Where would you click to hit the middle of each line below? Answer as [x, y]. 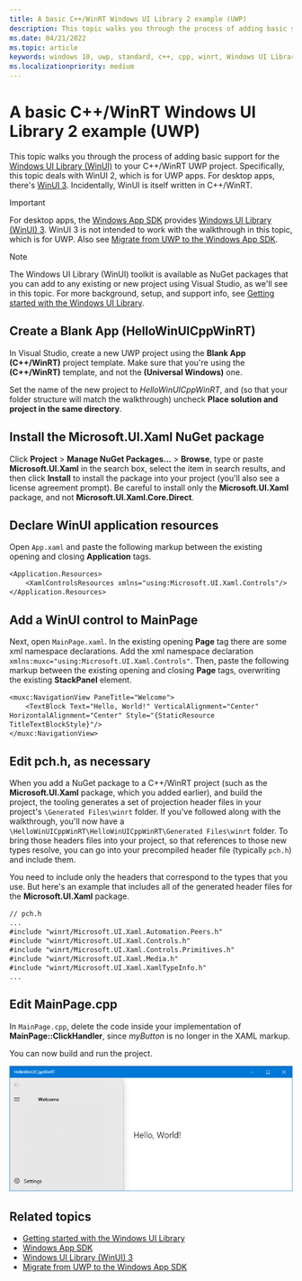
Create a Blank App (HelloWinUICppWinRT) [133, 331]
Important [27, 202]
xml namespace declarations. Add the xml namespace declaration [132, 651]
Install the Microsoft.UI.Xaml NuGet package [137, 437]
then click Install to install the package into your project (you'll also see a [145, 478]
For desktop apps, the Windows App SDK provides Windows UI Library [141, 220]
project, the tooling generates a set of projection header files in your [136, 802]
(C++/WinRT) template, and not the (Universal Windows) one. [126, 372]
